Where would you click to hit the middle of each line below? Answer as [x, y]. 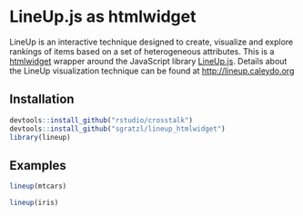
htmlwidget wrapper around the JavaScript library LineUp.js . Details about [148, 61]
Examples [38, 165]
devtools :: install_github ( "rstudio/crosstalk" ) [101, 120]
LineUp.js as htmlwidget [103, 17]
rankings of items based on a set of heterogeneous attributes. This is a [142, 51]
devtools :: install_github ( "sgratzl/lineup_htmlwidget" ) [117, 129]
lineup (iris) [34, 203]
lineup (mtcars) [38, 187]
